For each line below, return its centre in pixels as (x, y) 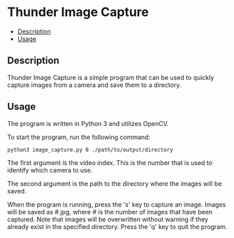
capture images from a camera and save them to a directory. (94, 85)
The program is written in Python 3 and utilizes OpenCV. (88, 123)
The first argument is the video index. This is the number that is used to (110, 163)
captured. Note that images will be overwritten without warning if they (108, 219)
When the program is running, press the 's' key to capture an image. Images (117, 205)
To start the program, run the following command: (79, 137)
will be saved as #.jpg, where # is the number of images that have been (110, 212)
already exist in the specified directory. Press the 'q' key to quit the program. (117, 227)
